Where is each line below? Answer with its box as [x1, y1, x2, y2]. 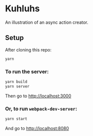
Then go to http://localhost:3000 [5, 92, 71, 99]
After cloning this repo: [5, 46, 52, 52]
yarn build [5, 79, 28, 84]
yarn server [5, 84, 30, 89]
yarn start [5, 116, 28, 121]
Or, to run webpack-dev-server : [5, 105, 77, 112]
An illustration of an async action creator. [5, 19, 89, 25]
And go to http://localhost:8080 [5, 125, 69, 131]
